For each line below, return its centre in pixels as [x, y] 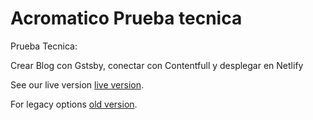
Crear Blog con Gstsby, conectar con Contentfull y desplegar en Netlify [157, 65]
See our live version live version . [77, 84]
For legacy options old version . [74, 104]
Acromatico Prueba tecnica [126, 18]
